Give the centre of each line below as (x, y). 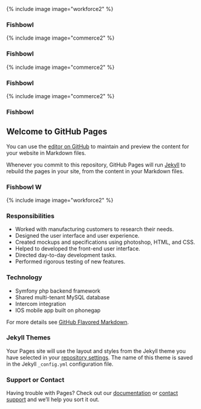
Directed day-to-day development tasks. (66, 255)
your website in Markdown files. (46, 153)
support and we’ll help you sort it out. (53, 400)
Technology (24, 277)
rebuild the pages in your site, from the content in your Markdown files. (95, 171)
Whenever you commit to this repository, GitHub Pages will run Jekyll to (96, 165)
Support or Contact (36, 380)
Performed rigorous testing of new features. (70, 261)
